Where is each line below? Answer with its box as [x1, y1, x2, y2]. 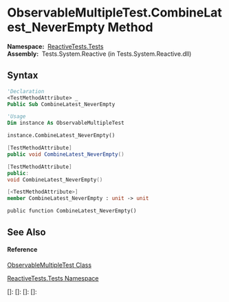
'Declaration [7, 88, 45, 94]
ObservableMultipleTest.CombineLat [7, 5, 222, 21]
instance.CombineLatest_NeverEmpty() [7, 132, 116, 139]
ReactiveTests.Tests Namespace [7, 274, 99, 282]
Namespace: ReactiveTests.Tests [7, 42, 104, 50]
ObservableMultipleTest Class [7, 261, 91, 269]
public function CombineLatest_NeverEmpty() [7, 208, 137, 214]
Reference [7, 245, 38, 254]
